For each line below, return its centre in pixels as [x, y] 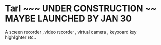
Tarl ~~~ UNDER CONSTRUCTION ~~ [81, 8]
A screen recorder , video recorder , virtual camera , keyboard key [71, 32]
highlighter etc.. [21, 37]
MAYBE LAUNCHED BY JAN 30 [68, 19]
